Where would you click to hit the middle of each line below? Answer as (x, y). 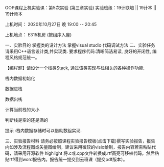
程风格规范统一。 (22, 57)
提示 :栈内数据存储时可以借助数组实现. (44, 130)
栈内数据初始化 (20, 78)
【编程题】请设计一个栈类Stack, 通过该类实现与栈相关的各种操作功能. (75, 68)
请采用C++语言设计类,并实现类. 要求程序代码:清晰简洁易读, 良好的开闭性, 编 (81, 51)
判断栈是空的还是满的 (26, 120)
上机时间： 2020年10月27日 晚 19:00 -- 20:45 (51, 24)
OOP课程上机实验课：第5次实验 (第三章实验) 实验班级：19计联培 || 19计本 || (81, 8)
